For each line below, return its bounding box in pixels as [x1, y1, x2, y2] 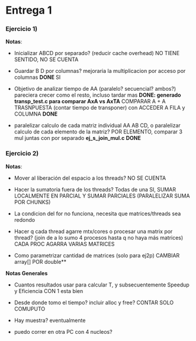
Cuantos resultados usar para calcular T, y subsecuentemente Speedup [14, 281, 190, 288]
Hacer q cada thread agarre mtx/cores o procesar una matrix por [14, 228, 173, 235]
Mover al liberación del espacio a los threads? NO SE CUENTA [14, 174, 166, 181]
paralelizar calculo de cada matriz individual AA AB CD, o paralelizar [14, 122, 181, 129]
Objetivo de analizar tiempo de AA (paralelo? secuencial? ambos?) [14, 85, 176, 93]
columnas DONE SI [14, 74, 61, 81]
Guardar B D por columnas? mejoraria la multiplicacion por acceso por [14, 68, 186, 75]
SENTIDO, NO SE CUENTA [14, 56, 79, 63]
